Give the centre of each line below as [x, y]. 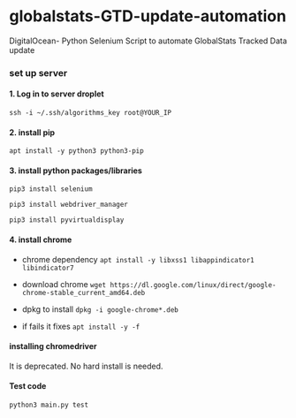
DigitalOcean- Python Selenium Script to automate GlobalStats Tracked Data [148, 41]
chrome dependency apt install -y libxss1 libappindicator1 [138, 259]
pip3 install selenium [51, 189]
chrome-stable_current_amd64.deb [83, 293]
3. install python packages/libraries [76, 171]
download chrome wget [64, 284]
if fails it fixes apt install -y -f [81, 326]
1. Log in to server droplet [57, 94]
